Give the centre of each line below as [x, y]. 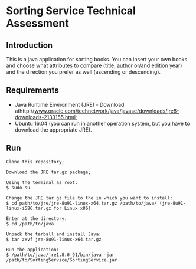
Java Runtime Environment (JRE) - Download [69, 104]
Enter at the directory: [37, 219]
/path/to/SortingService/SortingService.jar [62, 260]
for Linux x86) [72, 208]
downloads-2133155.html [45, 117]
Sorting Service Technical [71, 11]
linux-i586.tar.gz [29, 208]
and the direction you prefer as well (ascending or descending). [84, 72]
